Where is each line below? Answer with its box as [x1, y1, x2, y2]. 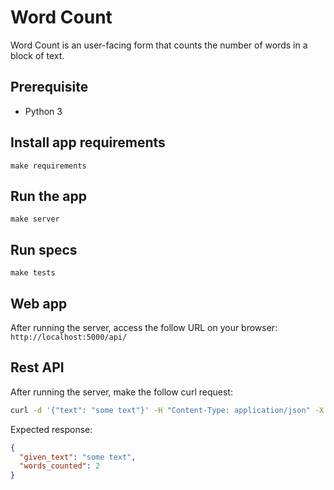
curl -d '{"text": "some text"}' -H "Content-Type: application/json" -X [10, 405, 325, 415]
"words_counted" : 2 [19, 461, 101, 471]
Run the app [10, 187, 87, 205]
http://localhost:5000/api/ [10, 332, 128, 342]
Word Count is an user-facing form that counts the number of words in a [10, 39, 308, 51]
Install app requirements [10, 134, 166, 151]
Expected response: [10, 423, 93, 435]
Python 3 [24, 105, 63, 117]
